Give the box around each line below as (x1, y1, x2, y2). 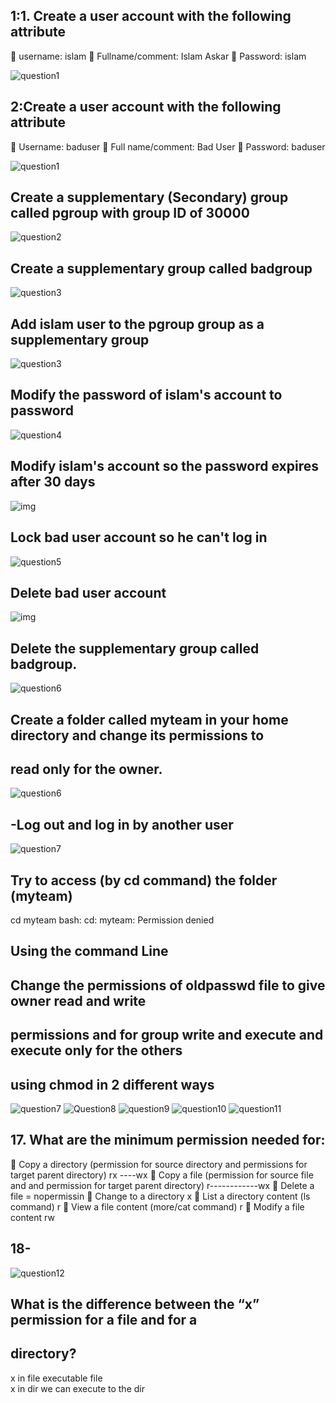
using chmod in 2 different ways (10, 1076, 215, 1093)
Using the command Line (10, 943, 169, 960)
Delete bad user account (10, 584, 167, 601)
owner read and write (10, 992, 147, 1009)
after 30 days (10, 474, 96, 491)
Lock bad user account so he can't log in (10, 529, 268, 546)
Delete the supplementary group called (10, 640, 260, 657)
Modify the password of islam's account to (10, 387, 283, 404)
